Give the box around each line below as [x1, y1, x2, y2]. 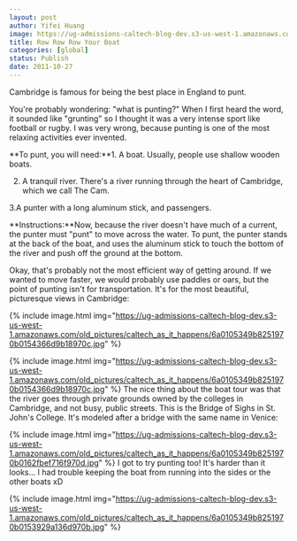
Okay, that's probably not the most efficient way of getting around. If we [9, 265, 272, 275]
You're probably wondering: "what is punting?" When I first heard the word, [9, 104, 285, 114]
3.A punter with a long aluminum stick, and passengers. [9, 202, 212, 213]
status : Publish [9, 54, 69, 63]
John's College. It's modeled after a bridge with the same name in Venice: [9, 412, 278, 422]
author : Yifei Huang [9, 21, 86, 30]
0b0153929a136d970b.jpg [9, 522, 104, 532]
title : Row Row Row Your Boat [9, 37, 121, 47]
